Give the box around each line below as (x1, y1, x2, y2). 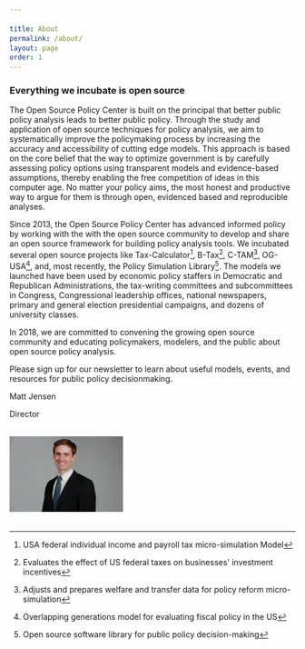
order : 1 (9, 53, 43, 63)
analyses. (9, 201, 45, 213)
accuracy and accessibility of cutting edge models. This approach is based (9, 144, 290, 155)
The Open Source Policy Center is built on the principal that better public (9, 105, 281, 115)
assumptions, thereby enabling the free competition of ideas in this (9, 173, 261, 184)
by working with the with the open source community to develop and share (9, 228, 290, 240)
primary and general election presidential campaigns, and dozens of (9, 299, 265, 310)
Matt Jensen (9, 391, 56, 402)
